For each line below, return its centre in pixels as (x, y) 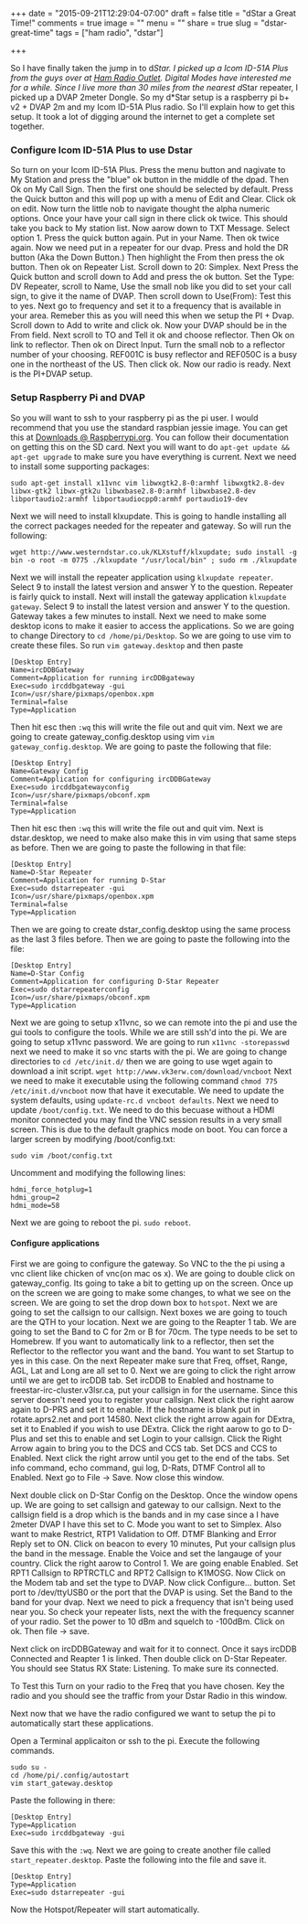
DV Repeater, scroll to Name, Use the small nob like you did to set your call (151, 286)
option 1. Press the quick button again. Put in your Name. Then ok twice (145, 238)
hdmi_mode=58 (35, 1205)
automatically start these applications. (82, 1723)
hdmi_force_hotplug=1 (52, 1189)
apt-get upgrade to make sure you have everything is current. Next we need (154, 456)
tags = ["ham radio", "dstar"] (109, 32)
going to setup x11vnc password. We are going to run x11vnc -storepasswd (150, 1042)
